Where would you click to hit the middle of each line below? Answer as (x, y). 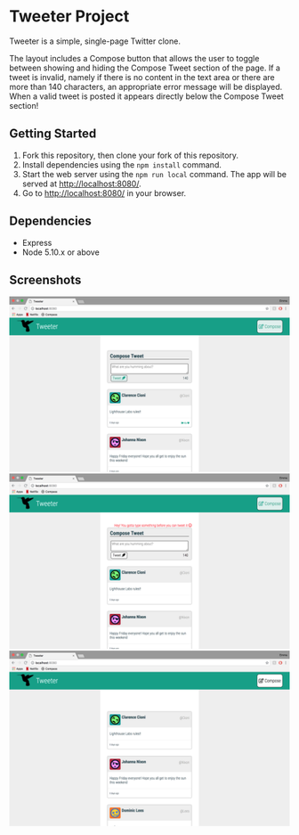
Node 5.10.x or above (61, 252)
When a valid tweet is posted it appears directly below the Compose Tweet (147, 96)
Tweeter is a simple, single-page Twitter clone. (95, 41)
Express (37, 242)
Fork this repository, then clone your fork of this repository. (130, 155)
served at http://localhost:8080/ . (81, 184)
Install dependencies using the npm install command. (122, 164)
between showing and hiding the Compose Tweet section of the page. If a (145, 68)
